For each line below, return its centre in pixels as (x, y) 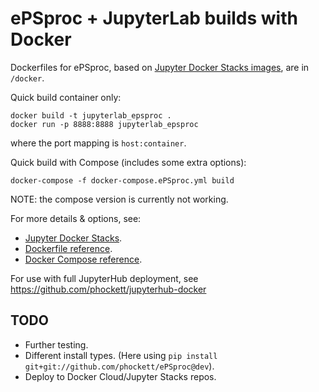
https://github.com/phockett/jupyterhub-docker (108, 289)
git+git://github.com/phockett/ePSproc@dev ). (119, 366)
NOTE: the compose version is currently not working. (119, 199)
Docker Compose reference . (83, 259)
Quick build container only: (66, 97)
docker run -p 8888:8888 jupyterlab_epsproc (104, 124)
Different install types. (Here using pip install (121, 355)
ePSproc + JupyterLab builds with (154, 18)
